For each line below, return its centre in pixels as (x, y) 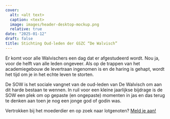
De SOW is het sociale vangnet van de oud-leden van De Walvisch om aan (83, 84)
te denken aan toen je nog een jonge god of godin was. (63, 101)
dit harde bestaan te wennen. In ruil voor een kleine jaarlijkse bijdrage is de (84, 90)
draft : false (19, 39)
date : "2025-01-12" (26, 34)
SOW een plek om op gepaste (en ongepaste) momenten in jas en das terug (85, 95)
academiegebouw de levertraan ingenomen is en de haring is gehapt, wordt (85, 69)
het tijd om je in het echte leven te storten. (50, 74)
